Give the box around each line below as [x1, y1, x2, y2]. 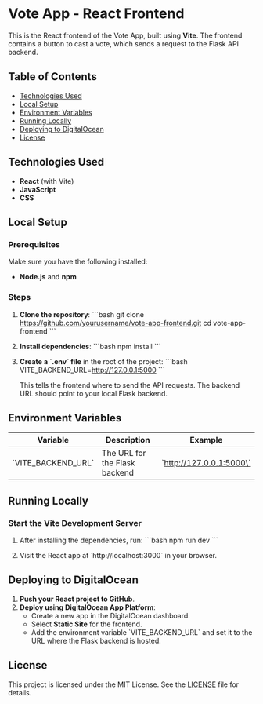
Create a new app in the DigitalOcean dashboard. [31, 611, 190, 620]
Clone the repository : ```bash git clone [19, 309, 145, 319]
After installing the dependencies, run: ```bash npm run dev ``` [19, 535, 219, 545]
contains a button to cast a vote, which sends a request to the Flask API [8, 38, 240, 48]
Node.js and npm [19, 272, 77, 282]
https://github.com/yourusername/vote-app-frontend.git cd [19, 318, 212, 327]
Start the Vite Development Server [8, 517, 142, 528]
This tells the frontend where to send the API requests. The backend [19, 380, 240, 389]
